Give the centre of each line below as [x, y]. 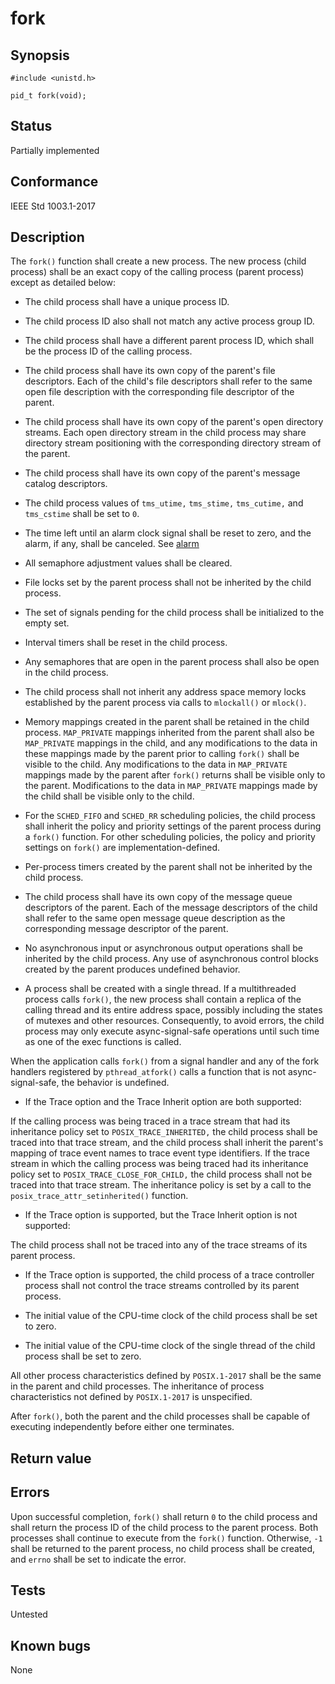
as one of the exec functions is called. [103, 1042]
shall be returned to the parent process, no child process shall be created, [162, 1548]
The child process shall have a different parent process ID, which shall [169, 341]
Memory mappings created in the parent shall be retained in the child [167, 722]
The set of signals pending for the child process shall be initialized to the [174, 613]
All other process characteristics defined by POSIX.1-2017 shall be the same [166, 1376]
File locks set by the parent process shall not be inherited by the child [168, 583]
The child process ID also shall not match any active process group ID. [169, 321]
